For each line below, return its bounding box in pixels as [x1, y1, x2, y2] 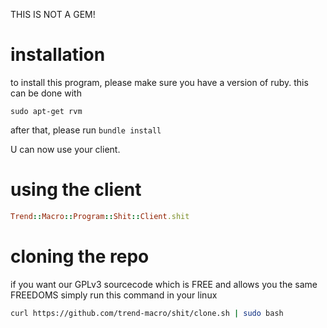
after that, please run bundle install [10, 124, 162, 136]
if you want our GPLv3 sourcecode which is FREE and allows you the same [10, 278, 318, 290]
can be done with [10, 87, 82, 99]
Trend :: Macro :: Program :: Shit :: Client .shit [10, 211, 190, 221]
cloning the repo [10, 245, 150, 268]
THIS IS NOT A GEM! [10, 9, 96, 20]
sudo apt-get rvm [10, 106, 83, 116]
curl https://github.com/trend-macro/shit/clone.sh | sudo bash [10, 308, 284, 318]
